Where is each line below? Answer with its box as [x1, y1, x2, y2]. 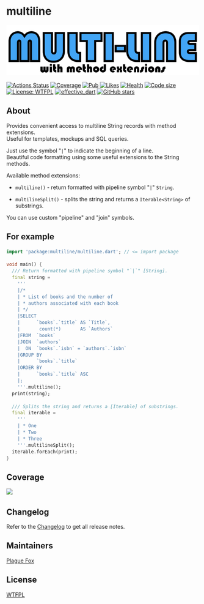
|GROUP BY [17, 352, 43, 358]
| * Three [17, 436, 43, 442]
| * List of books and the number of [17, 294, 114, 300]
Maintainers [6, 540, 54, 551]
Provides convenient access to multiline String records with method [6, 122, 177, 129]
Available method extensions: [6, 171, 81, 179]
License [6, 575, 37, 585]
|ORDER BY [17, 365, 43, 371]
